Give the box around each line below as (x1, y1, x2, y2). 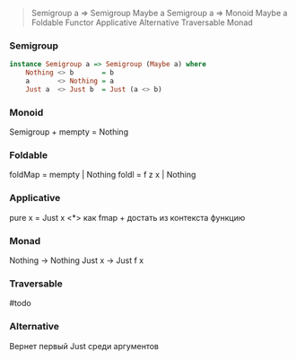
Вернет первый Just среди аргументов (9, 340, 160, 351)
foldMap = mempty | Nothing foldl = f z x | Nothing (9, 170, 196, 180)
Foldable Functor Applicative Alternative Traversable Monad (30, 17, 253, 28)
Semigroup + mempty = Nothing (9, 127, 128, 137)
